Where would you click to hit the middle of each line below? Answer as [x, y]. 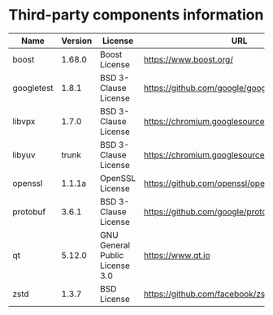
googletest [33, 88]
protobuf [29, 211]
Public [112, 255]
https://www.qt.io [177, 255]
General [115, 245]
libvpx [24, 121]
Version [77, 41]
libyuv [24, 154]
